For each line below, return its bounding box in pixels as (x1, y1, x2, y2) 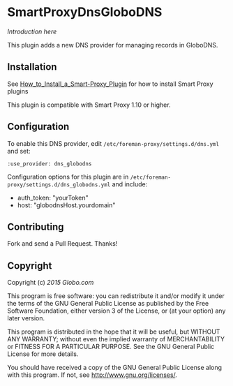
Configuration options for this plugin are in (7, 172, 129, 181)
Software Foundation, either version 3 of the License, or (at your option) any (7, 306, 226, 315)
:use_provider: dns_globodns (7, 160, 92, 168)
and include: (112, 179, 148, 188)
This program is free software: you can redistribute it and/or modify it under (7, 292, 225, 300)
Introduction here (7, 27, 57, 36)
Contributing (7, 221, 64, 232)
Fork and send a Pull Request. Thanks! (7, 239, 118, 248)
